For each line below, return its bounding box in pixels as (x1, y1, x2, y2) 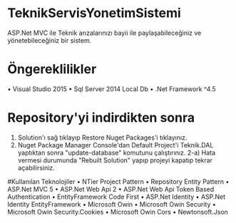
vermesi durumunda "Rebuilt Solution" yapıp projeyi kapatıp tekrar (17, 155, 212, 165)
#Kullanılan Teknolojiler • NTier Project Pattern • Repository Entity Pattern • (7, 177, 230, 186)
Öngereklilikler (7, 61, 97, 78)
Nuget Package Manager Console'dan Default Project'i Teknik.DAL (17, 140, 214, 149)
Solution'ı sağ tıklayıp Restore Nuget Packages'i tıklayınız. (17, 133, 188, 142)
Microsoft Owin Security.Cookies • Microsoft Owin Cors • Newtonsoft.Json (7, 207, 228, 216)
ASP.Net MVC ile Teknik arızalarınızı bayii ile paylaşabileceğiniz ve (7, 28, 202, 37)
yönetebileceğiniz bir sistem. (7, 36, 92, 44)
